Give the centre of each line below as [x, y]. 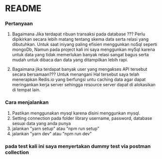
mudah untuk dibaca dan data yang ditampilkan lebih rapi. [70, 60]
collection [17, 152]
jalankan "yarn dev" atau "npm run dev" [52, 133]
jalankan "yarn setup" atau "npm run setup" [56, 128]
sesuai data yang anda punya [41, 123]
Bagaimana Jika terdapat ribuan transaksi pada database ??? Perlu [79, 34]
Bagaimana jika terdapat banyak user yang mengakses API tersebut [80, 69]
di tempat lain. [26, 90]
